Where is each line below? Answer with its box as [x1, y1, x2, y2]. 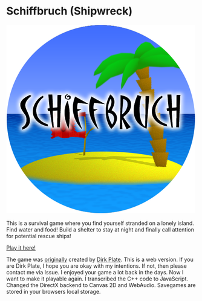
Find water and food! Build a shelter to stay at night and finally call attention [6, 225, 195, 233]
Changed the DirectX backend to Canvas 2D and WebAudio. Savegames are [6, 281, 196, 288]
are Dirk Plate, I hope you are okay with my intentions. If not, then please [6, 262, 187, 270]
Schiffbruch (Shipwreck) [6, 4, 133, 18]
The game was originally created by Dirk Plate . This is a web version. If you [6, 256, 194, 263]
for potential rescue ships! [6, 232, 71, 239]
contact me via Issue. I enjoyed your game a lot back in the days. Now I [6, 268, 184, 276]
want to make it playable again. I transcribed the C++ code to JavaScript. [6, 275, 189, 282]
